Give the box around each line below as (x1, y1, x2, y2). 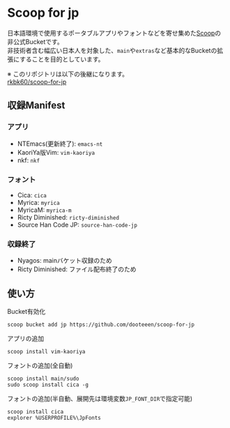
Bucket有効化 (7, 307, 46, 316)
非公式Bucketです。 (7, 37, 64, 46)
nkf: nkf (17, 155, 40, 165)
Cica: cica (17, 190, 47, 199)
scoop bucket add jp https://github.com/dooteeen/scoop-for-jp (7, 321, 195, 328)
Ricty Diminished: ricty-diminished (17, 213, 120, 221)
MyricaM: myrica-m (17, 206, 72, 214)
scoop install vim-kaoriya (7, 349, 86, 356)
